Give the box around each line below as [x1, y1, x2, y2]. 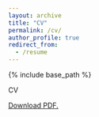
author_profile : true [8, 33, 80, 42]
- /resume [15, 48, 48, 56]
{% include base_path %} [8, 70, 92, 79]
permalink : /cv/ [8, 26, 62, 34]
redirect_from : [8, 41, 59, 49]
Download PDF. [8, 100, 59, 110]
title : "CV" [8, 19, 48, 27]
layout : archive [8, 11, 62, 20]
